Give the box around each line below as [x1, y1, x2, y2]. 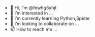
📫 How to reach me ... [10, 26, 57, 32]
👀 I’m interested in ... [10, 10, 53, 16]
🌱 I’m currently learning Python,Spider [10, 15, 90, 21]
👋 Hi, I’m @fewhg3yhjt [10, 5, 57, 10]
